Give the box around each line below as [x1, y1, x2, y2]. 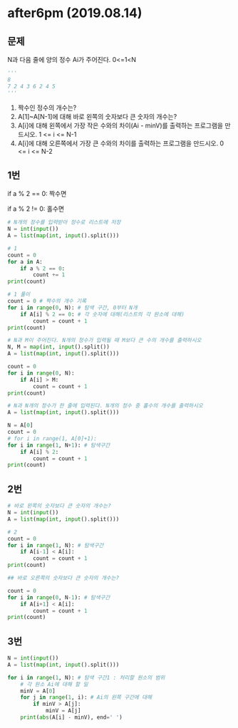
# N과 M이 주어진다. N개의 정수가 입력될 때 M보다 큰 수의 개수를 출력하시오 [7, 337, 202, 344]
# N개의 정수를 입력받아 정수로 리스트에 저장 [7, 219, 121, 226]
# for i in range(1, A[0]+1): [7, 435, 98, 442]
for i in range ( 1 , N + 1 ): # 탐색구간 [7, 442, 110, 449]
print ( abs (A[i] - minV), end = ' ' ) [20, 714, 123, 721]
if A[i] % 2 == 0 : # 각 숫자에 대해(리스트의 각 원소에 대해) [20, 311, 185, 318]
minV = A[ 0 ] [20, 687, 56, 695]
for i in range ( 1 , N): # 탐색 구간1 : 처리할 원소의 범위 [7, 674, 165, 681]
